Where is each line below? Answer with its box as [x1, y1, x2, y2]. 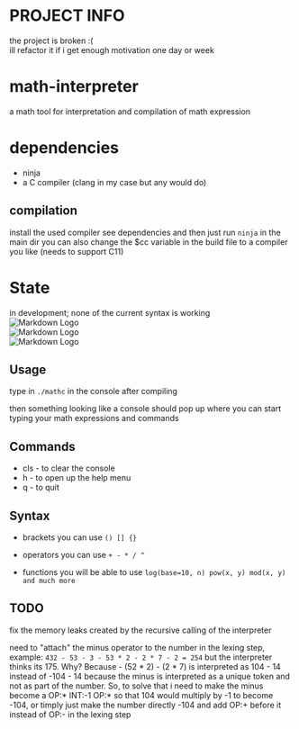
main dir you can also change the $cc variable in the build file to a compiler [9, 236, 288, 247]
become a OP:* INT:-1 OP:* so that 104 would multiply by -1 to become [9, 689, 274, 700]
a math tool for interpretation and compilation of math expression [9, 105, 250, 117]
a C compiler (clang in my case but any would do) [22, 176, 207, 187]
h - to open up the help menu [22, 472, 131, 483]
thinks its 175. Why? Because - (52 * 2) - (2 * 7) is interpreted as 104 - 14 [9, 661, 281, 671]
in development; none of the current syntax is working [9, 307, 211, 318]
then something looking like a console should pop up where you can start [9, 403, 282, 414]
